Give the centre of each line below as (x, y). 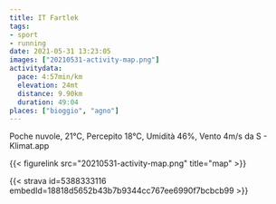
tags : (19, 26)
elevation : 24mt (48, 85)
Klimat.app (29, 146)
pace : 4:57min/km (50, 77)
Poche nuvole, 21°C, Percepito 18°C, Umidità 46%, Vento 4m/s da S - (138, 136)
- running (28, 43)
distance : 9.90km (50, 93)
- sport (24, 34)
